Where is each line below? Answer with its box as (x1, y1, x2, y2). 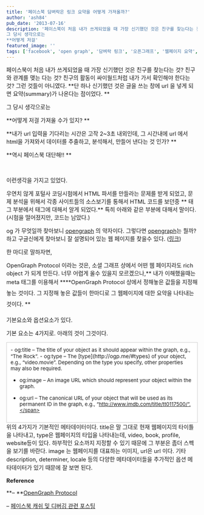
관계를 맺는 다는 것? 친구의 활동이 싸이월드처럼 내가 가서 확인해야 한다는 (13, 74, 191, 82)
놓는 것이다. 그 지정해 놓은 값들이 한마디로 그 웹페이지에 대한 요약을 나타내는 (6, 290, 194, 298)
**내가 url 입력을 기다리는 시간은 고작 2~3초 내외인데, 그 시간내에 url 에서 (6, 130, 188, 137)
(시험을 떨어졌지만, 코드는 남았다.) (6, 214, 90, 222)
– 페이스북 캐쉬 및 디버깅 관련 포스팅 (6, 502, 96, 510)
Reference (6, 477, 35, 485)
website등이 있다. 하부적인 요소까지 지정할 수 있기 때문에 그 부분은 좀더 (6, 439, 183, 447)
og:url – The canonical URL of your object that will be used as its (19, 394, 173, 401)
